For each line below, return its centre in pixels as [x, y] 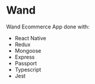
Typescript [28, 69]
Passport [26, 63]
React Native [30, 38]
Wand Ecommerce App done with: [48, 27]
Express [25, 57]
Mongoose [28, 50]
